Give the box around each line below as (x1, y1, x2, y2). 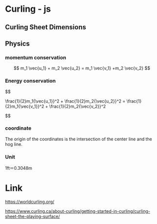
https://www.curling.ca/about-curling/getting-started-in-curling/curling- (5, 208, 150, 214)
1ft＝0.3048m (5, 165, 33, 171)
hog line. (5, 141, 23, 147)
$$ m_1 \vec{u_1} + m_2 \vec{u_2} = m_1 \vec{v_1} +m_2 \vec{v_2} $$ (14, 65, 150, 71)
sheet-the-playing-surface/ (5, 214, 60, 220)
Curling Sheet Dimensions (5, 23, 86, 31)
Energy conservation (5, 77, 56, 84)
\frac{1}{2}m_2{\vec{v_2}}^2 (49, 103, 106, 109)
